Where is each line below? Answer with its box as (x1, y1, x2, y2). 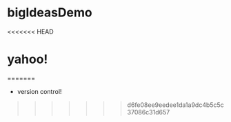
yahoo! (7, 51, 48, 67)
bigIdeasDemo (7, 5, 92, 21)
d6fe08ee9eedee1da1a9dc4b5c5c (127, 101, 224, 109)
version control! (17, 87, 62, 95)
